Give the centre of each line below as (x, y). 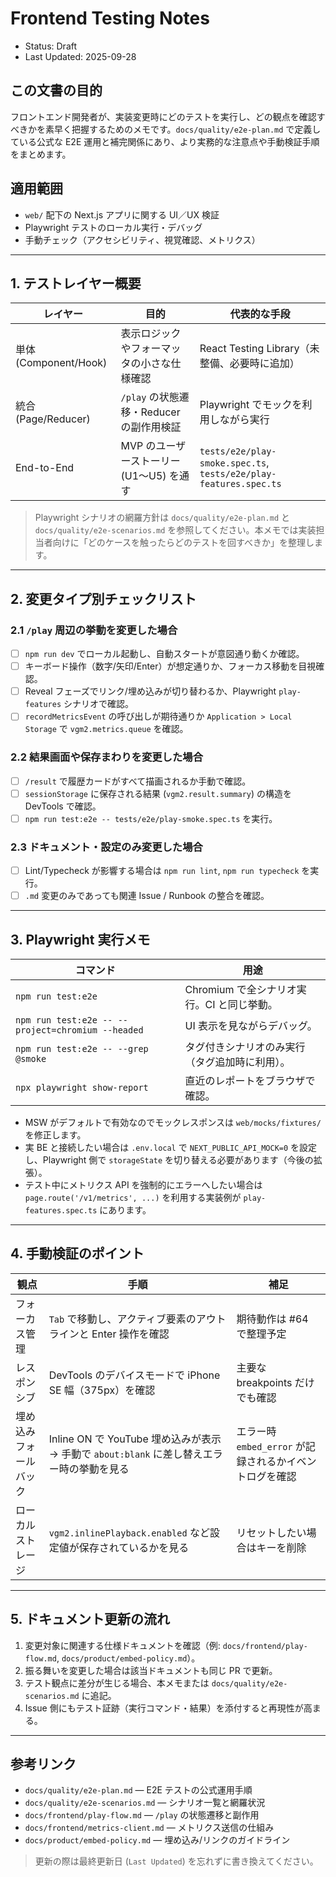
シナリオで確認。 (99, 704)
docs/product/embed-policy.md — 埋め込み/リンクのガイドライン (157, 1840)
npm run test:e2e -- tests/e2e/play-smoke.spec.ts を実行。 (151, 818)
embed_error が (271, 1446)
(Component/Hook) (61, 363)
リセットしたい (271, 1532)
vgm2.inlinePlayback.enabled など (129, 1532)
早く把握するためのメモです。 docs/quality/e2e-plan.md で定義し (187, 129)
